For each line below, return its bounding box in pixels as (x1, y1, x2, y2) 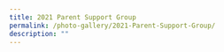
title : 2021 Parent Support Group (9, 12, 137, 22)
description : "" (9, 29, 69, 38)
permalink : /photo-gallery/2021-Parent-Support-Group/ (9, 21, 216, 30)
